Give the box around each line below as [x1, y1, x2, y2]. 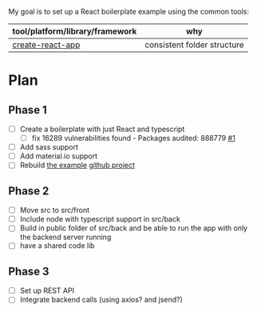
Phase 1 [8, 103, 48, 117]
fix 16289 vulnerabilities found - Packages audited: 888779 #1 [31, 134, 235, 143]
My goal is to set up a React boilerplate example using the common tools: [8, 7, 250, 16]
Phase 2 [8, 184, 49, 198]
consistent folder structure [144, 39, 245, 50]
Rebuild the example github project [19, 160, 136, 170]
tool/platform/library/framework [12, 26, 137, 37]
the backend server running [19, 232, 112, 242]
